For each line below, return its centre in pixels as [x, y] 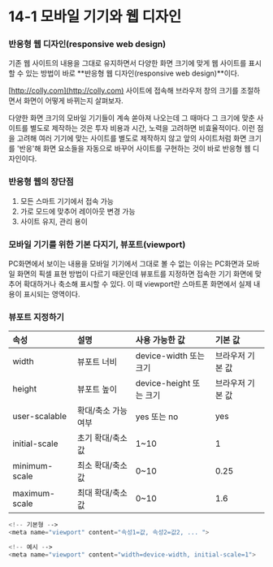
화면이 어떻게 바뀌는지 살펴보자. [73, 101]
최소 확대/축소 [102, 465]
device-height [163, 383]
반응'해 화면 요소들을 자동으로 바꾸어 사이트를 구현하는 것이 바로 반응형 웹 [135, 149]
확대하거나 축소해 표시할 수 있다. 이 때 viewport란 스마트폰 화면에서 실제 [137, 284]
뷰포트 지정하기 [37, 317]
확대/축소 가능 [102, 411]
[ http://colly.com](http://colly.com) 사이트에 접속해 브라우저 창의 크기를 [123, 91]
